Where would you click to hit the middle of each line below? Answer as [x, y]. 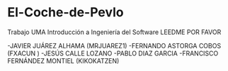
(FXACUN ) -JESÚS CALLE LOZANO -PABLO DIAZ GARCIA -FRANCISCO [113, 53]
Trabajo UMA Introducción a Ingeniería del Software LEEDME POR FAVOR [114, 32]
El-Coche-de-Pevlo [65, 12]
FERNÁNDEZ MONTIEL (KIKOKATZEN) [63, 60]
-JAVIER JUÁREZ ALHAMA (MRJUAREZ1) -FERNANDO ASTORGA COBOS [114, 45]
